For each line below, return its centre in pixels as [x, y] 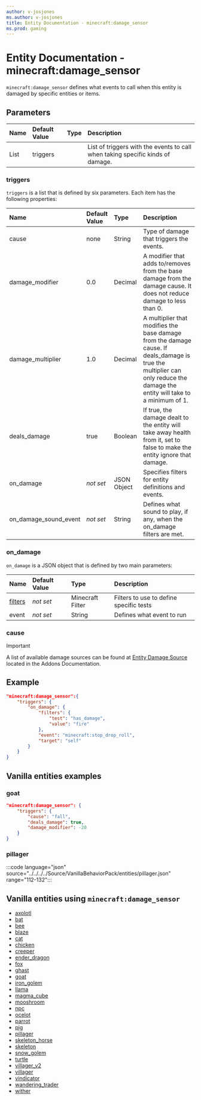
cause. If [155, 348]
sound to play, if [166, 512]
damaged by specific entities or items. [53, 94]
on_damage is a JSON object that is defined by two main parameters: [89, 565]
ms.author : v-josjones [34, 17]
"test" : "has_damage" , [77, 718]
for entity [156, 480]
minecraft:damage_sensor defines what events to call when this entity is [94, 87]
